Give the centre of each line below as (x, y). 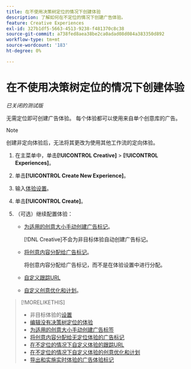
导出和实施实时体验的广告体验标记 (72, 359)
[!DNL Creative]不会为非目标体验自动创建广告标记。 (87, 239)
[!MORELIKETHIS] (43, 302)
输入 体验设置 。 (33, 188)
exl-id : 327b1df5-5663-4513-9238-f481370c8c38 (65, 28)
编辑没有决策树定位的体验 (61, 322)
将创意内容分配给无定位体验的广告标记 (77, 337)
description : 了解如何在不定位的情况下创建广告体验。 (66, 17)
